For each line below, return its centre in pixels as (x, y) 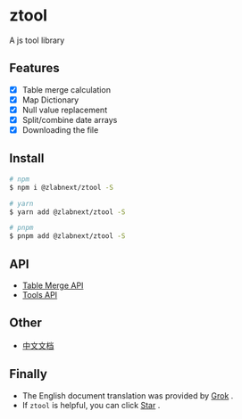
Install (27, 158)
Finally (28, 374)
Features (34, 68)
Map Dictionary (50, 100)
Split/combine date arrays (70, 119)
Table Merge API (53, 285)
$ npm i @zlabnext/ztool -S (62, 187)
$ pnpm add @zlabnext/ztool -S (67, 236)
